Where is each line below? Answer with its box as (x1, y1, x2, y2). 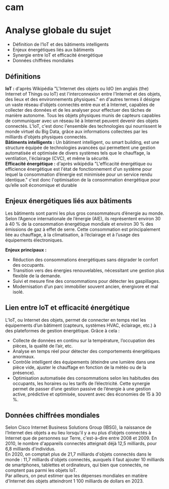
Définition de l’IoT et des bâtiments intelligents (12, 41, 109, 47)
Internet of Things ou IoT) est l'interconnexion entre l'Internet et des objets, (5, 90, 161, 97)
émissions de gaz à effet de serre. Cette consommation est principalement (5, 226, 160, 232)
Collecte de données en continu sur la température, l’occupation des (12, 337, 155, 344)
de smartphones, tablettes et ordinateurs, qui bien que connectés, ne (5, 462, 149, 468)
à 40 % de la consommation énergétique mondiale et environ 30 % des (5, 221, 154, 227)
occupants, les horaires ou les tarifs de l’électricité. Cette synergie (12, 380, 150, 386)
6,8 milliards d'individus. (5, 446, 56, 452)
